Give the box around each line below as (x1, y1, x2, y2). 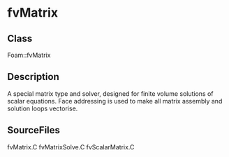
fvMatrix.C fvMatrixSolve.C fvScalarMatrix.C (7, 142, 135, 151)
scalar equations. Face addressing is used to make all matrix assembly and (7, 97, 223, 105)
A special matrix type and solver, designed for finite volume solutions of (7, 89, 214, 98)
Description (7, 71, 59, 83)
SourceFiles (7, 124, 61, 136)
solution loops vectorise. (7, 104, 78, 113)
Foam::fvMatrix (7, 51, 51, 59)
